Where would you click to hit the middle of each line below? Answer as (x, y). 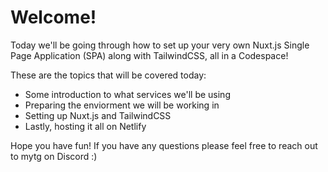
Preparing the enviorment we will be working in (122, 105)
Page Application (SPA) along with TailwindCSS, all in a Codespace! (149, 55)
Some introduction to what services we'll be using (127, 94)
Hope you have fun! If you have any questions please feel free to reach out (164, 145)
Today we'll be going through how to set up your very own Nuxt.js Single (160, 45)
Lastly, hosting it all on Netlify (85, 126)
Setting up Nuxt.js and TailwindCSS (98, 115)
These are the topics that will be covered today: (108, 75)
